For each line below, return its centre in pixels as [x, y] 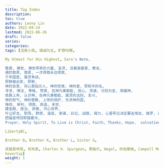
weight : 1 [15, 158]
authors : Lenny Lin [25, 23]
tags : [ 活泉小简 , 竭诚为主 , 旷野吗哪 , [40, 50]
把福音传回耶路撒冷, [23, 118]
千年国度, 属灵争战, [23, 77]
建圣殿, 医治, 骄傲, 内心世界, [33, 109]
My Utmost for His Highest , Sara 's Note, [48, 59]
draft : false [18, 37]
